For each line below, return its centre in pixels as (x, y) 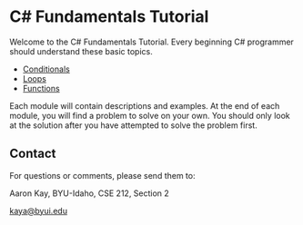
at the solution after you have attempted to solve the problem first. (133, 125)
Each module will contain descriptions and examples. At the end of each (145, 105)
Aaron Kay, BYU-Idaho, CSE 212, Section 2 (90, 193)
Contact (33, 154)
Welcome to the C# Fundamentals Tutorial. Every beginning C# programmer (151, 42)
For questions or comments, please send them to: (102, 175)
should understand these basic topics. (81, 51)
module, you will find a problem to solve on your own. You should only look (150, 115)
